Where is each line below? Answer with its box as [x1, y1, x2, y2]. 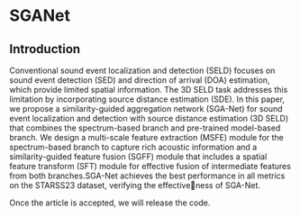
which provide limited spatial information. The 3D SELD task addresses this [9, 85, 288, 95]
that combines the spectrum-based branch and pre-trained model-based [9, 122, 281, 133]
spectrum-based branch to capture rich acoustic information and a [9, 141, 258, 152]
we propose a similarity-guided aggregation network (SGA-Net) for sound [9, 104, 283, 113]
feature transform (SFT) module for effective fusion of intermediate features [9, 161, 291, 171]
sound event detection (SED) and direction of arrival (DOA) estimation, [9, 75, 270, 86]
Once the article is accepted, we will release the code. [9, 197, 211, 208]
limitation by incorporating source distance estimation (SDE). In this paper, [9, 94, 286, 104]
